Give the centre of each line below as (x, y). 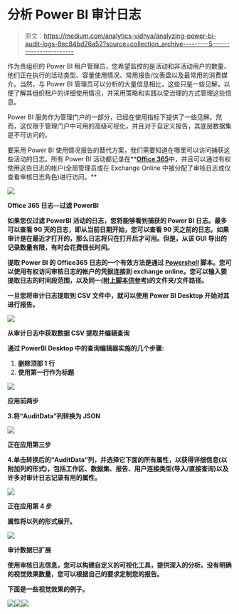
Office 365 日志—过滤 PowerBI (53, 205)
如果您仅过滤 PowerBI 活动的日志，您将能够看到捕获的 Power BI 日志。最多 (117, 220)
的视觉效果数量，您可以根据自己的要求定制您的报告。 (85, 574)
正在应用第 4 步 (30, 506)
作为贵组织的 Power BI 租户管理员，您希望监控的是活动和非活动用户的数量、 (119, 66)
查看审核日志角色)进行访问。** (52, 176)
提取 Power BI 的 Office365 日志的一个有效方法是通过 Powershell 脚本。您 (116, 262)
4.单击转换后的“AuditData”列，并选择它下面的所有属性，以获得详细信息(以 (117, 459)
